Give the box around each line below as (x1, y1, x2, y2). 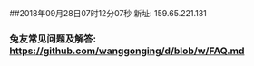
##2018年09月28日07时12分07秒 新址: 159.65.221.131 (9, 8, 207, 18)
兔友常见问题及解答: (9, 33, 97, 45)
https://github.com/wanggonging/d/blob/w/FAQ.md (9, 44, 245, 57)
